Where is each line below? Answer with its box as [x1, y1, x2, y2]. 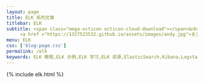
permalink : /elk [6, 48, 47, 55]
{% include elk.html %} [6, 70, 64, 78]
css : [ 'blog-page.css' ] [6, 43, 67, 49]
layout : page [6, 8, 39, 15]
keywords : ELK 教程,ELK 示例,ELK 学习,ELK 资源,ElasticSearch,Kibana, [6, 54, 182, 60]
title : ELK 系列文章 [6, 15, 55, 21]
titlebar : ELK [6, 20, 42, 26]
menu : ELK [6, 37, 32, 43]
